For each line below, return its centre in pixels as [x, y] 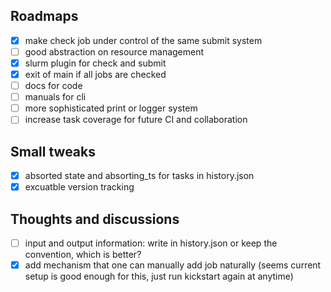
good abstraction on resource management [114, 51]
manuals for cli [55, 97]
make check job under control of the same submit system [143, 40]
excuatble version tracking [79, 187]
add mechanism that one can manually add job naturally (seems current [173, 265]
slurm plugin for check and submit [95, 63]
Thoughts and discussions [95, 219]
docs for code [53, 86]
